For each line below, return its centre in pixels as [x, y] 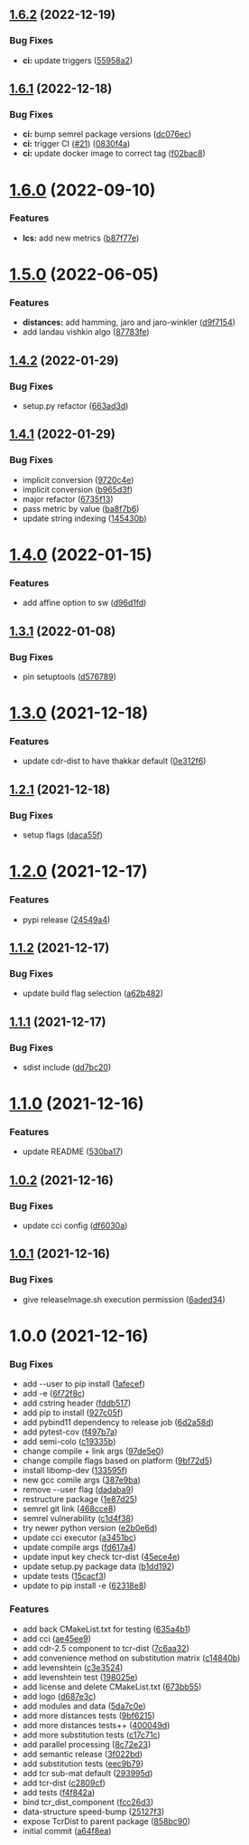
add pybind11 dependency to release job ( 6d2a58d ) [118, 1423]
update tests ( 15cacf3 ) [64, 1576]
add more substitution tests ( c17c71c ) [91, 1735]
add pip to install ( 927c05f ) [73, 1413]
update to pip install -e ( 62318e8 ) [84, 1585]
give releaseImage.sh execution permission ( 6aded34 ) [124, 1299]
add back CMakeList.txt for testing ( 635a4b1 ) [106, 1629]
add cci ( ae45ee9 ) [57, 1638]
